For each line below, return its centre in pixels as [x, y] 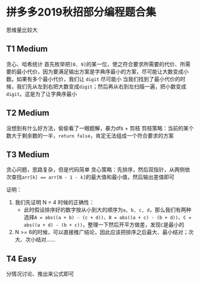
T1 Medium [27, 49]
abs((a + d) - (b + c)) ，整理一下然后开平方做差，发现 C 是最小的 [104, 225]
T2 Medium [28, 113]
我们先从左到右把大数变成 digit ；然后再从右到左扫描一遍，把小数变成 [101, 86]
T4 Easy [21, 259]
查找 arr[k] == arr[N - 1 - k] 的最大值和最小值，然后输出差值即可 [93, 177]
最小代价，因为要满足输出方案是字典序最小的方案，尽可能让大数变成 [100, 71]
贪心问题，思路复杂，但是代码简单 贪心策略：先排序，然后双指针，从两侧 [96, 170]
